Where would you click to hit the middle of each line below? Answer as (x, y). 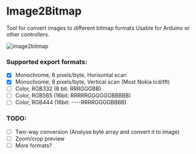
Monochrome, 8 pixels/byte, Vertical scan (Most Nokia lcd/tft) (93, 82)
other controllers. (28, 34)
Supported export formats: (47, 62)
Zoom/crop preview (40, 138)
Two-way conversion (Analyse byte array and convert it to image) (97, 132)
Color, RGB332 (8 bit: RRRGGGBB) (58, 89)
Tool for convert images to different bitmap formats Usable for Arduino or (98, 28)
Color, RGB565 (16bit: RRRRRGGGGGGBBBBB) (73, 96)
